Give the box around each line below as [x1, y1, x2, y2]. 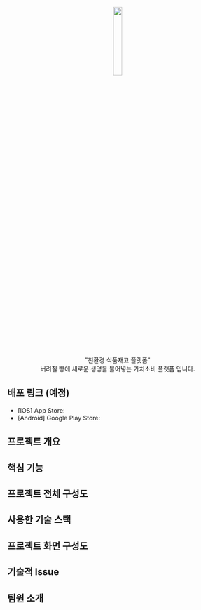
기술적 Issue [7, 566, 60, 578]
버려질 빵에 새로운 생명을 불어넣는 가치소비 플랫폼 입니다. [40, 365, 195, 373]
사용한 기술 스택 [7, 514, 71, 526]
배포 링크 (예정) [7, 387, 70, 399]
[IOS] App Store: [17, 406, 65, 414]
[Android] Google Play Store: [17, 413, 101, 422]
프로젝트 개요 [7, 436, 61, 448]
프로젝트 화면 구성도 [7, 540, 88, 552]
